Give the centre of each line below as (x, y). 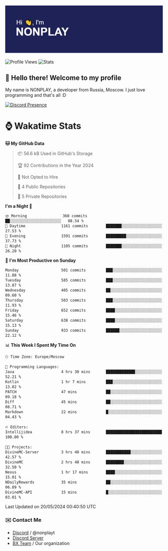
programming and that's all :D (36, 95)
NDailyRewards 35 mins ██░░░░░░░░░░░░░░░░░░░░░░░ (84, 482)
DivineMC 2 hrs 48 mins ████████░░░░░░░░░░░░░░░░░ (84, 462)
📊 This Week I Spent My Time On (40, 345)
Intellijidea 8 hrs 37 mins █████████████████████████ (84, 432)
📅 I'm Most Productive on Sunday (40, 260)
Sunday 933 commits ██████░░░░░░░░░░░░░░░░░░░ (84, 330)
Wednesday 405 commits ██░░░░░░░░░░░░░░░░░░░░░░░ (84, 290)
